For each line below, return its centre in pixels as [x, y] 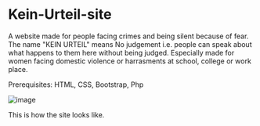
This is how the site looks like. [56, 114]
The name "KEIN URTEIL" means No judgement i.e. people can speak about [130, 44]
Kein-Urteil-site [60, 14]
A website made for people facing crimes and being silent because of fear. [128, 36]
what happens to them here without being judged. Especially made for [121, 52]
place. [18, 69]
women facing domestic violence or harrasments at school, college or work [130, 61]
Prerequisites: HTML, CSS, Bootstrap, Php [76, 85]
